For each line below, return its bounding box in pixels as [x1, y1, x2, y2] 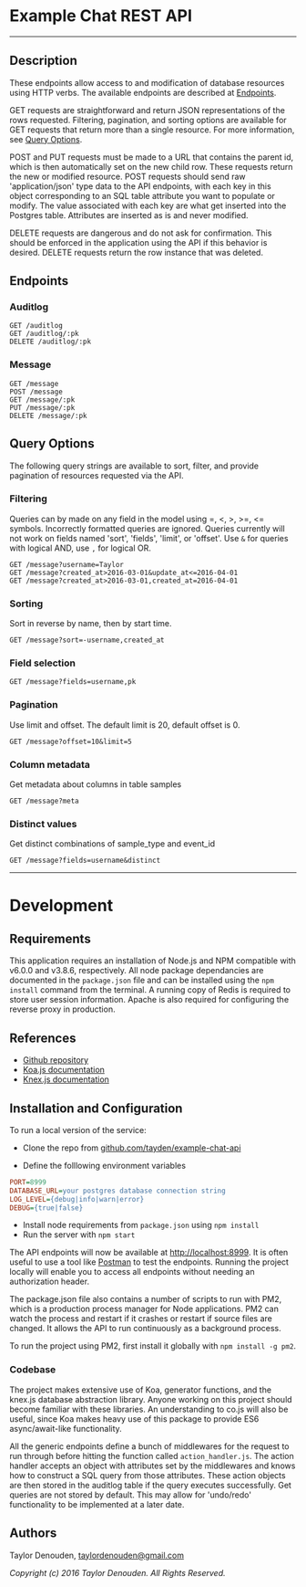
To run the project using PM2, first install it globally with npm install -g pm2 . [9, 1340, 297, 1351]
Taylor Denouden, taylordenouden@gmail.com [9, 1550, 185, 1561]
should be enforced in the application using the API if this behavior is [9, 236, 268, 247]
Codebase [9, 1363, 56, 1376]
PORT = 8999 [9, 1177, 47, 1187]
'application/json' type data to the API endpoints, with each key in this [9, 180, 271, 192]
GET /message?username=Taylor [9, 560, 125, 569]
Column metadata [9, 758, 91, 771]
